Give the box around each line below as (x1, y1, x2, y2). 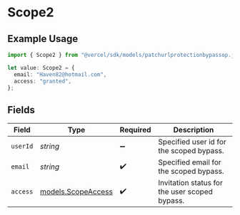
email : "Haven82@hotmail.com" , (14, 70, 107, 78)
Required (119, 125, 151, 135)
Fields (7, 104, 36, 116)
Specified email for (158, 157, 221, 167)
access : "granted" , (14, 78, 72, 85)
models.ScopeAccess (40, 187, 113, 196)
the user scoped (158, 187, 213, 196)
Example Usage (7, 33, 79, 45)
